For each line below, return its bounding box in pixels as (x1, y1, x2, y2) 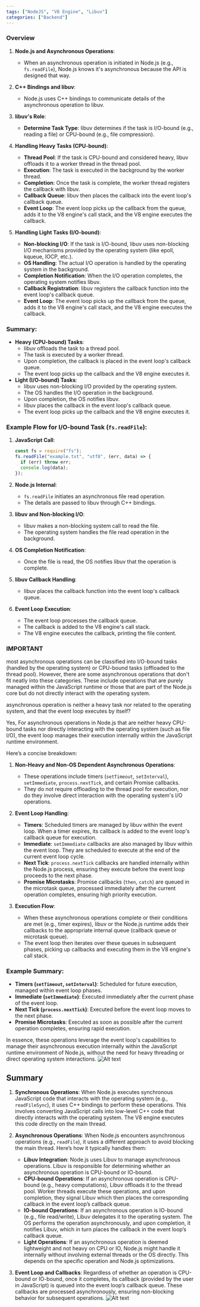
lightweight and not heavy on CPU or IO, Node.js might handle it (23, 1245, 180, 1252)
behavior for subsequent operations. (14, 1294, 105, 1302)
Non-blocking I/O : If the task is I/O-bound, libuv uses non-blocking (23, 240, 189, 248)
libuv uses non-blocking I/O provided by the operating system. (23, 383, 177, 390)
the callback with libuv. (23, 186, 80, 193)
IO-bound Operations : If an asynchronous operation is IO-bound (23, 1207, 183, 1214)
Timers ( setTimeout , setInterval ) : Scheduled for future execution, (14, 981, 177, 988)
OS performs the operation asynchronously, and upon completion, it (23, 1219, 191, 1226)
